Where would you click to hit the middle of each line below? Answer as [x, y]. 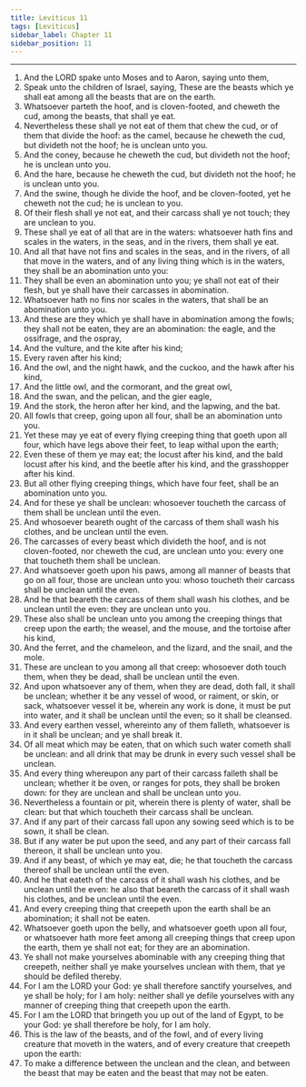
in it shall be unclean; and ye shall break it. [103, 735]
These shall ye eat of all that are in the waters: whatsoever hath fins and [158, 232]
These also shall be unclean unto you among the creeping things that [153, 619]
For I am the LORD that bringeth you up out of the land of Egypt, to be [153, 1015]
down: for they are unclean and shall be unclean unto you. [132, 793]
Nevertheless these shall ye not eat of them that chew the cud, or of [151, 126]
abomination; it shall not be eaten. [87, 919]
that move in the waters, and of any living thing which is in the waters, [154, 261]
